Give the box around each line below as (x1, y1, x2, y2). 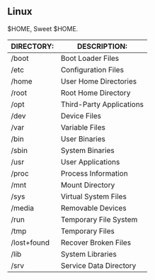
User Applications (60, 157, 120, 167)
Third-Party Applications (60, 99, 144, 109)
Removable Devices (60, 203, 127, 213)
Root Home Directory (60, 88, 131, 98)
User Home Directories (60, 76, 137, 86)
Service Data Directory (60, 260, 137, 270)
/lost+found (11, 237, 50, 247)
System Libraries (60, 249, 117, 259)
